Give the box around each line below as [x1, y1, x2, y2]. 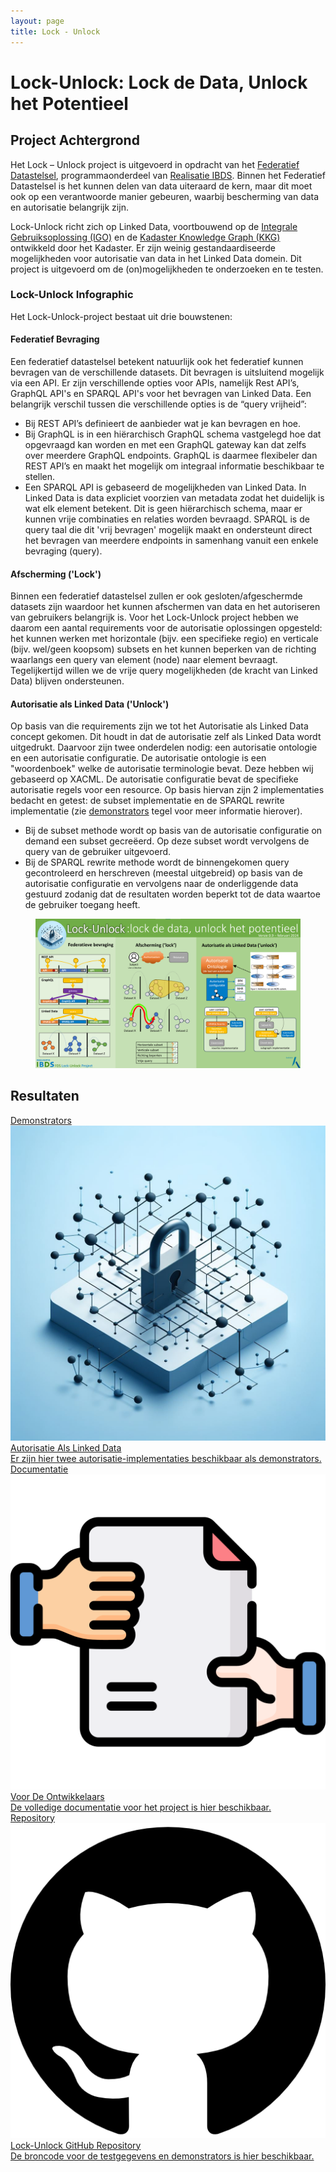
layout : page [10, 16, 65, 26]
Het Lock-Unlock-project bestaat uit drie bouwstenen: [10, 310, 233, 322]
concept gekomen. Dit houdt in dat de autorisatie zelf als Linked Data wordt [10, 731, 322, 743]
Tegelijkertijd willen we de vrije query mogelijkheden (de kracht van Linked [10, 665, 318, 677]
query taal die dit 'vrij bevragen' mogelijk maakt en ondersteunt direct [24, 524, 313, 535]
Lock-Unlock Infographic [10, 288, 134, 302]
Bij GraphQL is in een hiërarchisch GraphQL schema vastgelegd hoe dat [24, 428, 322, 440]
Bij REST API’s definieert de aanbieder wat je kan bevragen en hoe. [24, 418, 302, 429]
